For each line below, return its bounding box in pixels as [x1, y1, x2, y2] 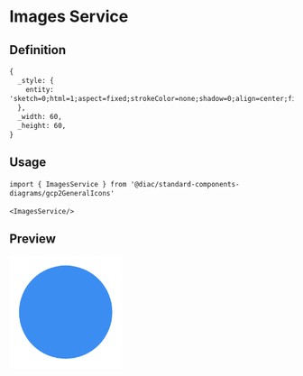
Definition [9, 42, 66, 58]
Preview [9, 232, 57, 247]
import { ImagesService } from [9, 179, 127, 188]
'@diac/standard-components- [130, 179, 241, 188]
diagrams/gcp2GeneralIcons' [9, 188, 115, 197]
